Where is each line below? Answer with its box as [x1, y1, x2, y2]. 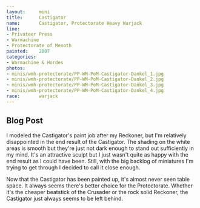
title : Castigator [6, 15, 67, 21]
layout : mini [6, 8, 50, 15]
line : [6, 25, 20, 32]
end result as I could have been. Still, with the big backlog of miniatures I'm [6, 157, 194, 164]
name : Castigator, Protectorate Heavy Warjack [6, 20, 142, 26]
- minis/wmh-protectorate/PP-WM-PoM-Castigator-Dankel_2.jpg [6, 76, 164, 82]
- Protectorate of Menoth [6, 43, 72, 49]
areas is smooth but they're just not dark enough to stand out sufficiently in [6, 145, 194, 152]
